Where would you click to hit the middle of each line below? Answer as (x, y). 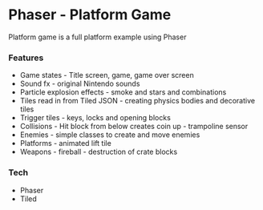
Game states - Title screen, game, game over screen (107, 75)
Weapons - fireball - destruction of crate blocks (99, 152)
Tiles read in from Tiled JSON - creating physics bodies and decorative (137, 101)
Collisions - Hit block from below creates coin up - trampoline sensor (134, 127)
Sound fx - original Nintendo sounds (80, 84)
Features (26, 58)
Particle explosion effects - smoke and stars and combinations (123, 92)
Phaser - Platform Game (90, 15)
